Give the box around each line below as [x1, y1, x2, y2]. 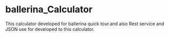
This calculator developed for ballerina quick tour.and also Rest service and [5, 21, 164, 27]
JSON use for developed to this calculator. [5, 26, 95, 32]
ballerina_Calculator [5, 4, 93, 15]
